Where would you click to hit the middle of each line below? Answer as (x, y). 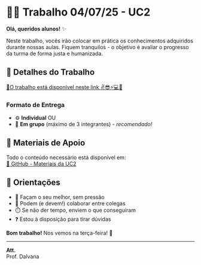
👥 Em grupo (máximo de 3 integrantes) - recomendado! (83, 124)
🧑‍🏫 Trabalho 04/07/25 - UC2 (78, 12)
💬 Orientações (33, 183)
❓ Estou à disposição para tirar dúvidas (63, 219)
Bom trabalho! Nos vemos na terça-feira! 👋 (60, 233)
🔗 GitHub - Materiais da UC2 (41, 163)
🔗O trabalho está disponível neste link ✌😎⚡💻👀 (64, 87)
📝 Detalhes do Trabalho (51, 72)
